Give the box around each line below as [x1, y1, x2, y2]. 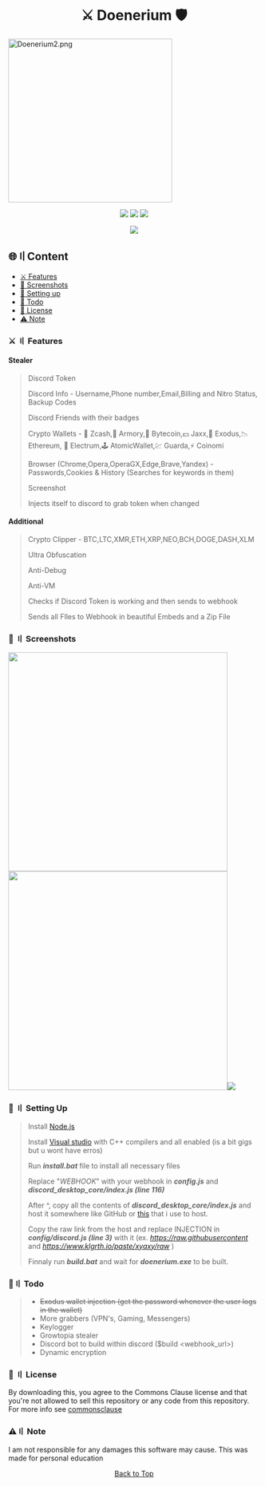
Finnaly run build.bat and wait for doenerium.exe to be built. [27, 1256, 229, 1266]
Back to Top [114, 1468, 154, 1478]
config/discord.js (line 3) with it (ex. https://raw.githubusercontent [27, 1232, 249, 1242]
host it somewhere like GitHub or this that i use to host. [27, 1208, 209, 1218]
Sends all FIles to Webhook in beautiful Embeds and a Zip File [27, 612, 231, 622]
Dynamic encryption [39, 1347, 107, 1357]
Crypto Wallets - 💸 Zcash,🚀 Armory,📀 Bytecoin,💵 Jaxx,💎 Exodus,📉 [27, 429, 249, 438]
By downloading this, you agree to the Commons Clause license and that [8, 1388, 247, 1397]
